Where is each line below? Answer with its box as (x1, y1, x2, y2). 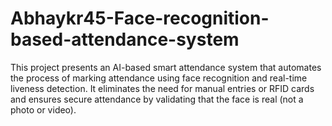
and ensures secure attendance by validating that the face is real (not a (10, 93, 304, 105)
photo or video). (10, 103, 77, 116)
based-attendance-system (10, 28, 240, 51)
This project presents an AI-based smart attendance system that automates (10, 61, 322, 73)
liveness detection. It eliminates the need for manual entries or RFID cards (10, 82, 315, 94)
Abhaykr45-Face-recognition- (10, 7, 270, 30)
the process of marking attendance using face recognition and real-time (10, 72, 308, 84)
